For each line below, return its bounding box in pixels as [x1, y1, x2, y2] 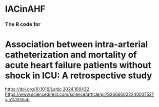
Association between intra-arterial [5, 39, 148, 50]
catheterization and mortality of [5, 49, 137, 61]
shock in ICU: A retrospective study [5, 70, 152, 81]
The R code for [5, 21, 40, 28]
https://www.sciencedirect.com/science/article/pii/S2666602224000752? [5, 91, 155, 97]
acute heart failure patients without [5, 60, 151, 71]
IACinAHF [5, 3, 45, 15]
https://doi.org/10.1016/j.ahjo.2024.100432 [5, 86, 89, 92]
